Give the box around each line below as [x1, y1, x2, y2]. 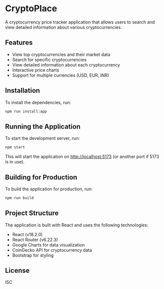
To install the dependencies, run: [5, 99, 71, 105]
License [5, 267, 30, 275]
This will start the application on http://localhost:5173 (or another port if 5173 [5, 154, 159, 159]
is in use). [5, 159, 25, 165]
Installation [5, 87, 40, 95]
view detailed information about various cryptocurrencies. [5, 24, 122, 30]
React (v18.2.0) [12, 231, 43, 237]
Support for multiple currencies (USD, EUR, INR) [12, 72, 109, 78]
